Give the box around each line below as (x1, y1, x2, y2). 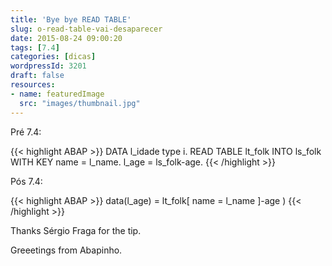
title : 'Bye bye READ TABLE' (10, 14, 132, 25)
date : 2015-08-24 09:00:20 (10, 33, 123, 43)
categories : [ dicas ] (10, 52, 97, 62)
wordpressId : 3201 (10, 61, 87, 71)
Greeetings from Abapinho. (10, 244, 123, 256)
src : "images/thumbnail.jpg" (19, 98, 141, 108)
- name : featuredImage (10, 89, 105, 99)
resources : (10, 80, 56, 90)
